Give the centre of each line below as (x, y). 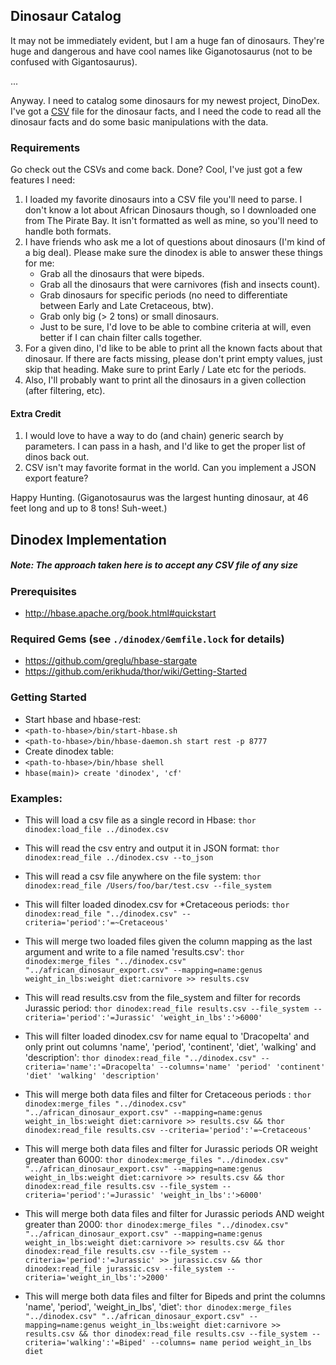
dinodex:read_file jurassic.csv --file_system (123, 1269)
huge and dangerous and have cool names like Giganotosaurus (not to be (161, 51)
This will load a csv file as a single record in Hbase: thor (140, 820)
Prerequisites (43, 591)
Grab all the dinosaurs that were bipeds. (122, 274)
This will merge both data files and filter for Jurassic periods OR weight (171, 1148)
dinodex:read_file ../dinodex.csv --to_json (119, 857)
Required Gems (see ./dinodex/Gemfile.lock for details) (147, 639)
